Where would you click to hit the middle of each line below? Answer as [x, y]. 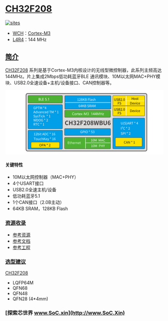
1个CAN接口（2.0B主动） [38, 202]
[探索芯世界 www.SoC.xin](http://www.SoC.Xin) [65, 313]
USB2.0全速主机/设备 [34, 189]
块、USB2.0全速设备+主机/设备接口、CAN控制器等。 [60, 83]
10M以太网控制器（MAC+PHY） [46, 177]
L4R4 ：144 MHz [29, 39]
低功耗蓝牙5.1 [26, 196]
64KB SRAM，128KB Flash [40, 208]
